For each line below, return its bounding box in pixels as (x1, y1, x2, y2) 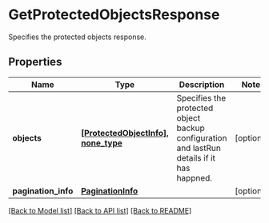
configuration (176, 132, 227, 143)
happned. (176, 172, 213, 183)
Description (179, 78, 225, 90)
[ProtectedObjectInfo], (81, 127, 170, 138)
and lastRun (176, 142, 222, 153)
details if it (176, 152, 216, 163)
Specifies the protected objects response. (8, 32, 147, 42)
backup (176, 122, 206, 133)
